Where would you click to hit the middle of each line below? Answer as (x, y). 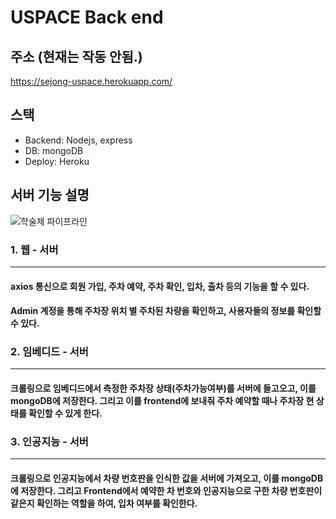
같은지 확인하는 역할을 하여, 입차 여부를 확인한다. (104, 503)
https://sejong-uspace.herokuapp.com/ (91, 81)
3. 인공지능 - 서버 (49, 441)
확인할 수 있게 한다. (65, 413)
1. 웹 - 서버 (34, 249)
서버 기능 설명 (50, 195)
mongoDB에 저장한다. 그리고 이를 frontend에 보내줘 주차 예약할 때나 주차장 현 (162, 400)
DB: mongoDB (54, 150)
